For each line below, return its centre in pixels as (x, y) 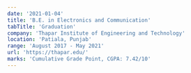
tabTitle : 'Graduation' (42, 26)
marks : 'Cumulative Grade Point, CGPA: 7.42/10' (79, 59)
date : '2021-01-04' (36, 14)
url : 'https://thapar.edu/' (48, 53)
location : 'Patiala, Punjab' (49, 40)
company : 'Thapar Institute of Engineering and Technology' (97, 33)
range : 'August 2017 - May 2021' (56, 46)
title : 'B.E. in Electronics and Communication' (79, 20)
